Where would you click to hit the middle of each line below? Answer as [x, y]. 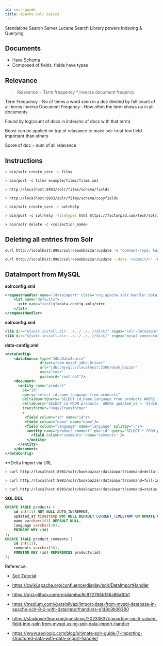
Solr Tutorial [24, 576]
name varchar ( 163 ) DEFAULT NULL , [48, 521]
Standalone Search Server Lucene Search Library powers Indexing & [73, 28]
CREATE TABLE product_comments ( [39, 539]
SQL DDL [14, 498]
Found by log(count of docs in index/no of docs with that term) [68, 122]
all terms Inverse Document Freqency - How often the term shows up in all [79, 107]
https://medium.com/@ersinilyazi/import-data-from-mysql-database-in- [84, 604]
